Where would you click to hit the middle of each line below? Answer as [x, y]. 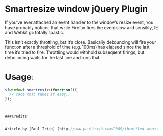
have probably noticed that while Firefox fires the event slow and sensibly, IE [81, 27]
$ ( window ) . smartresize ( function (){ [41, 90]
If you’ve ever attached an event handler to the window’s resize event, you [79, 22]
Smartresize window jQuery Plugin [76, 9]
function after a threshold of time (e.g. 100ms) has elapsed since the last [77, 47]
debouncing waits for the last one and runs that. [53, 57]
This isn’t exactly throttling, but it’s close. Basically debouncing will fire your [81, 42]
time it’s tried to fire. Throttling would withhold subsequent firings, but [75, 52]
